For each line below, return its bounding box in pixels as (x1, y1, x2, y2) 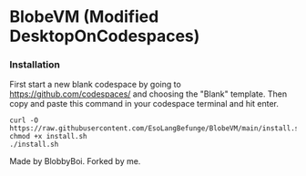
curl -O (9, 116, 39, 125)
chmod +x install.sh (9, 132, 88, 141)
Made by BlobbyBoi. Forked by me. (9, 156, 141, 167)
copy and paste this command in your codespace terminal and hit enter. (9, 98, 280, 109)
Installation (9, 58, 61, 71)
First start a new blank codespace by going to (9, 79, 182, 90)
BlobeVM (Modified (9, 6, 159, 27)
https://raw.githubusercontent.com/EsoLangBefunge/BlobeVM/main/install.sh (9, 124, 303, 133)
